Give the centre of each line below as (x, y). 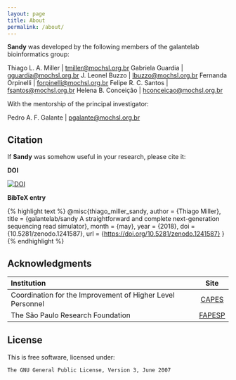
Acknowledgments (50, 264)
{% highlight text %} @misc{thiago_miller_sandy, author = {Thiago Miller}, (114, 211)
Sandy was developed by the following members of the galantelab (103, 47)
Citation (25, 140)
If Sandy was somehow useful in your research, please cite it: (97, 157)
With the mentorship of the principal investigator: (78, 104)
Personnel (27, 304)
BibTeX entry (27, 198)
